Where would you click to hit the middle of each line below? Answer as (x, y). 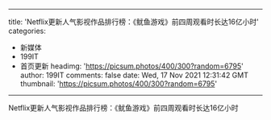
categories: (27, 31)
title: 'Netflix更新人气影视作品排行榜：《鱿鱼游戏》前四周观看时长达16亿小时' (134, 22)
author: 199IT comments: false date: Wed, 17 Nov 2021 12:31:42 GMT (134, 75)
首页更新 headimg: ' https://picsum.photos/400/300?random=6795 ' (131, 66)
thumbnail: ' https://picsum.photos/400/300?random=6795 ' (119, 84)
